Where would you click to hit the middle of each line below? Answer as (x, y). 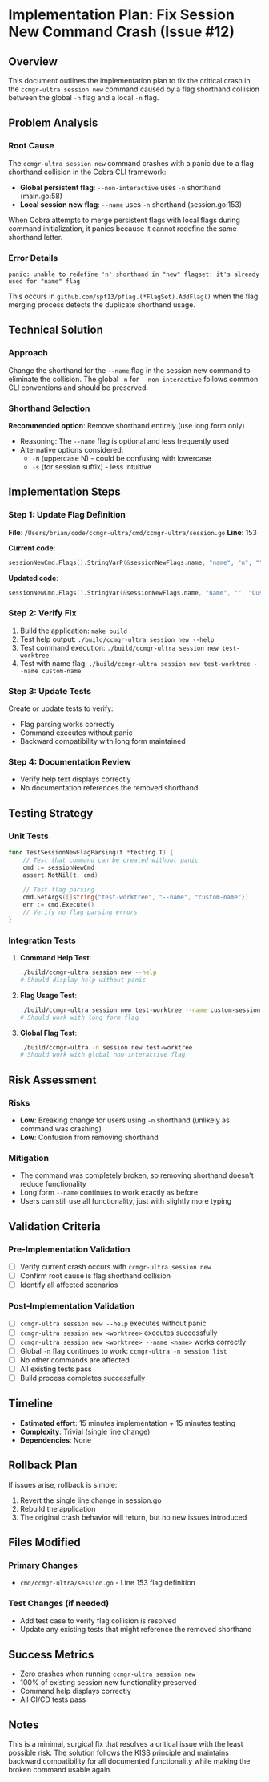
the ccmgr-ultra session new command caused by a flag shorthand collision (134, 89)
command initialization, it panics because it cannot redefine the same (123, 228)
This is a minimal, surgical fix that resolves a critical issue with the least (126, 1744)
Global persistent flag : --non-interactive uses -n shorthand (120, 187)
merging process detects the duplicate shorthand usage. (102, 304)
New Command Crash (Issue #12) (121, 32)
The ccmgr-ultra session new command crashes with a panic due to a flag (131, 163)
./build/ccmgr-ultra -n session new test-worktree (106, 1047)
